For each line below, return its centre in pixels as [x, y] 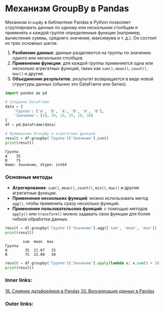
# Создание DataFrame [27, 102]
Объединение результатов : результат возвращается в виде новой [83, 79]
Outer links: [19, 304]
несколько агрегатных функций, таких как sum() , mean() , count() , [80, 68]
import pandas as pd [26, 93]
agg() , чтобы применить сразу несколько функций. [66, 203]
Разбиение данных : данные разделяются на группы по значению [82, 53]
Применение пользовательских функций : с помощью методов [80, 208]
